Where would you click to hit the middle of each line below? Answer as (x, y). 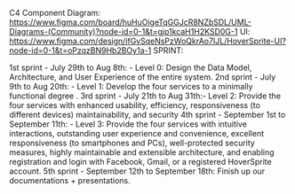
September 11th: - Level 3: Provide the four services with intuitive (128, 124)
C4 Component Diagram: (55, 13)
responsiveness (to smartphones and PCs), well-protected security (132, 143)
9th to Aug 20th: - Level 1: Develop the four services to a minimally (131, 86)
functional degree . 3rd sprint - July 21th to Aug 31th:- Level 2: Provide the (145, 96)
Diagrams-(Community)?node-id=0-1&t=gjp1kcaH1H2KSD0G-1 (124, 31)
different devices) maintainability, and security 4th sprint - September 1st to (147, 115)
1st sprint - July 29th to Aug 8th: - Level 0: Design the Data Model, (131, 67)
